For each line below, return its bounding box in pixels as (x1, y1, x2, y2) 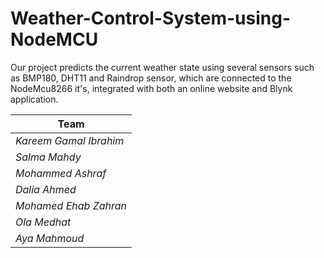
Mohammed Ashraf (15, 166, 107, 180)
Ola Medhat (15, 215, 72, 229)
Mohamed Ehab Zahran (15, 198, 128, 212)
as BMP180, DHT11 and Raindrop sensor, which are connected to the (10, 72, 292, 84)
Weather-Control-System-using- (10, 7, 292, 30)
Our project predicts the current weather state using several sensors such (10, 61, 315, 73)
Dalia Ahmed (15, 182, 77, 196)
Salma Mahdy (15, 150, 82, 164)
